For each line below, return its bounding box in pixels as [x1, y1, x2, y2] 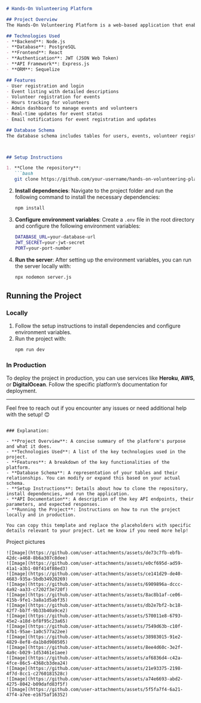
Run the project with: [14, 335, 67, 342]
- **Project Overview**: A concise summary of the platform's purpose [6, 439, 186, 445]
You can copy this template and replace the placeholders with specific [6, 523, 191, 529]
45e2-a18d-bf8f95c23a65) [6, 618, 68, 624]
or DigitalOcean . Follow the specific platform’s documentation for [6, 381, 168, 388]
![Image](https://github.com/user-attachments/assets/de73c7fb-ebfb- [6, 550, 184, 556]
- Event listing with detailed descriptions [6, 88, 119, 94]
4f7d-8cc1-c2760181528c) [6, 671, 68, 677]
